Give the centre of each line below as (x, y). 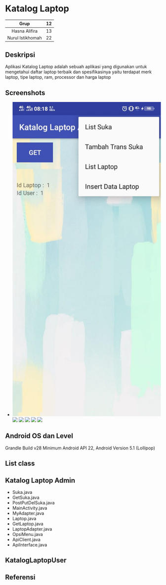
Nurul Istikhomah (24, 38)
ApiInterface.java (30, 545)
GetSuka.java (26, 497)
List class (20, 463)
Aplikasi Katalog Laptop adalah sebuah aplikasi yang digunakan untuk (76, 67)
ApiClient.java (26, 539)
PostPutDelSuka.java (34, 503)
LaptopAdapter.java (32, 529)
